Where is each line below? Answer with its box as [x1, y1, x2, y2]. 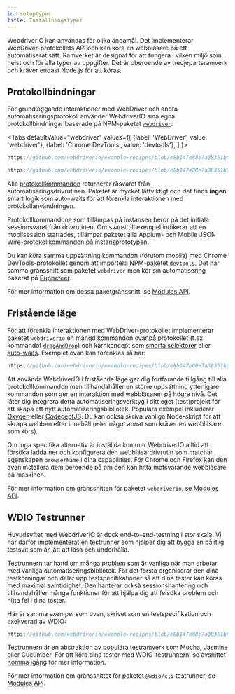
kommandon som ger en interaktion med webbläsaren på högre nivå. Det [7, 390, 218, 398]
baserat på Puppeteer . [7, 274, 72, 283]
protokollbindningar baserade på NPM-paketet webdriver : [7, 120, 173, 128]
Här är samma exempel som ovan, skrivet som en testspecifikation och [7, 609, 211, 618]
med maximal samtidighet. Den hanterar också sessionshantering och [7, 581, 208, 590]
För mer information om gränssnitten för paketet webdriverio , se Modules [7, 484, 219, 492]
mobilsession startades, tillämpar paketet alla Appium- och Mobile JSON [7, 231, 217, 239]
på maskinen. [7, 470, 46, 479]
